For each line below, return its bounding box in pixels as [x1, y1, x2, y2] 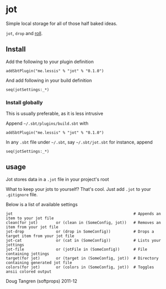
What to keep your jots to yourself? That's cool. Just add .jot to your [6, 186, 151, 192]
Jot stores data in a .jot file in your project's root [6, 176, 109, 182]
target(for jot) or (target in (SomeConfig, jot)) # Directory [6, 255, 159, 261]
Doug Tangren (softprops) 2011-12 [6, 278, 78, 284]
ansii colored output [6, 269, 52, 274]
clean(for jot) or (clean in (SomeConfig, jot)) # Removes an [6, 220, 161, 225]
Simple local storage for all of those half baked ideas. [6, 20, 118, 26]
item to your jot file [6, 215, 54, 221]
